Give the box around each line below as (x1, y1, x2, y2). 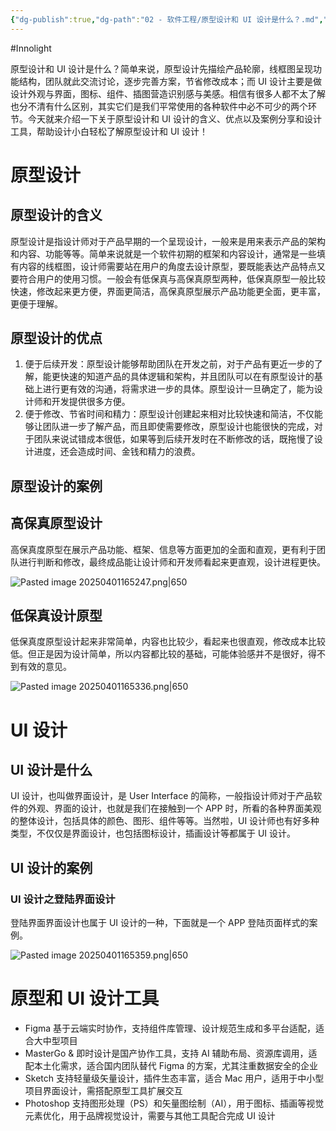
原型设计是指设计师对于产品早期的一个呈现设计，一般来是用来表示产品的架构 (10, 235, 326, 247)
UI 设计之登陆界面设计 (10, 892, 116, 906)
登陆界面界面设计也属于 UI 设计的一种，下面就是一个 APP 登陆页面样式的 (10, 917, 310, 929)
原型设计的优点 (10, 330, 103, 347)
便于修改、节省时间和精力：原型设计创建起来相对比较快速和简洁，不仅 (24, 408, 315, 420)
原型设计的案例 (10, 477, 103, 495)
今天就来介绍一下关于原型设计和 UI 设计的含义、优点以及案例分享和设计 (27, 112, 323, 125)
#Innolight (10, 42, 52, 54)
